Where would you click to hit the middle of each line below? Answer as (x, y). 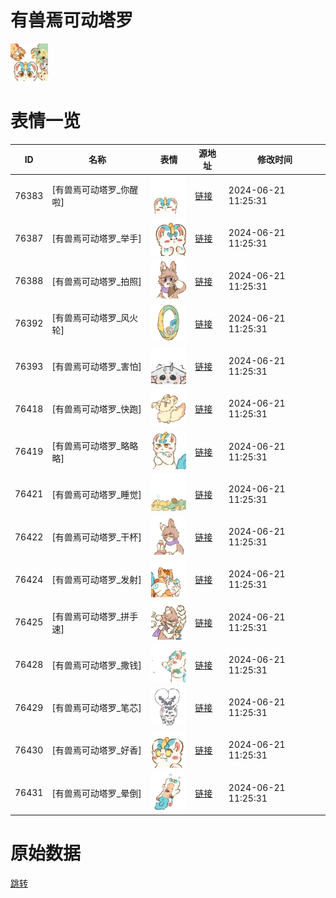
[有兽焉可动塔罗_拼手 (95, 616)
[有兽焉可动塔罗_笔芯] (96, 708)
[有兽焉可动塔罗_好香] (96, 750)
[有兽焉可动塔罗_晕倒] (96, 793)
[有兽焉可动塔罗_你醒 (95, 190)
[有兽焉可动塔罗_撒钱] (96, 665)
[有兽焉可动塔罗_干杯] (96, 537)
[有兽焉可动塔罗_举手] (96, 238)
